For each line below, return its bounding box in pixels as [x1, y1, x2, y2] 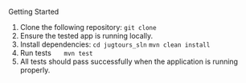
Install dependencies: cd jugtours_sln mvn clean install [19, 39, 211, 49]
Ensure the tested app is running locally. [19, 31, 154, 40]
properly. [19, 65, 51, 75]
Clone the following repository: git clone [19, 23, 157, 31]
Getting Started [8, 7, 59, 16]
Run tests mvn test [19, 48, 93, 57]
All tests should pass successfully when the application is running [19, 56, 239, 66]
